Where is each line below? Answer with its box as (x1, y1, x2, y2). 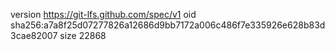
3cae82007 (10, 30, 58, 41)
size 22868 (59, 30, 107, 41)
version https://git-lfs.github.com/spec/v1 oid (10, 9, 197, 20)
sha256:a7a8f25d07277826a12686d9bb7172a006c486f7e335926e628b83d (10, 19, 326, 31)
